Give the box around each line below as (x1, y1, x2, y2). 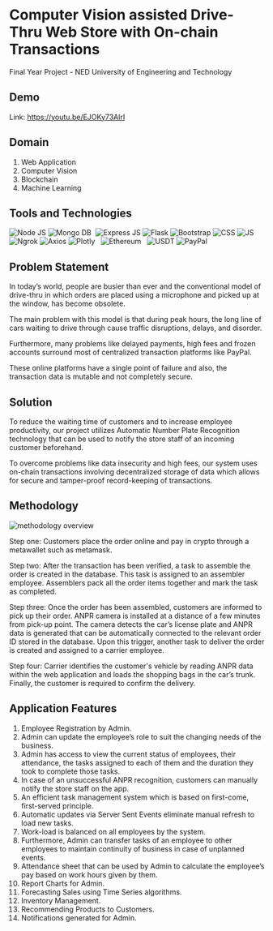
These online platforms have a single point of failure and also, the (9, 363, 228, 373)
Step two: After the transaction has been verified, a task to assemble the (9, 560, 251, 570)
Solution (9, 395, 53, 409)
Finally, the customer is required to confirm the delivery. (9, 678, 196, 688)
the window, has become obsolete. (9, 298, 126, 309)
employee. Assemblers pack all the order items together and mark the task (9, 577, 258, 587)
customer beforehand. (9, 443, 84, 452)
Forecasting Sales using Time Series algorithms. (20, 886, 182, 897)
